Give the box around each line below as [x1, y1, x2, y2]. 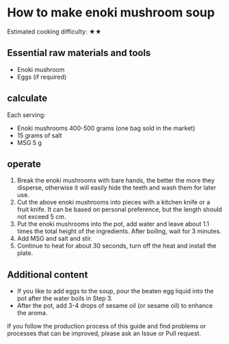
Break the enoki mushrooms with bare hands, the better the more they [16, 176, 215, 185]
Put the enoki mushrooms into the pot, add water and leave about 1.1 [16, 220, 210, 228]
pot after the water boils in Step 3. [16, 294, 113, 302]
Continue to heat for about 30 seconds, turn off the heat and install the [16, 241, 217, 250]
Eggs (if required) [16, 72, 67, 81]
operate [7, 158, 42, 170]
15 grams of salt [16, 131, 62, 140]
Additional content [7, 269, 88, 280]
